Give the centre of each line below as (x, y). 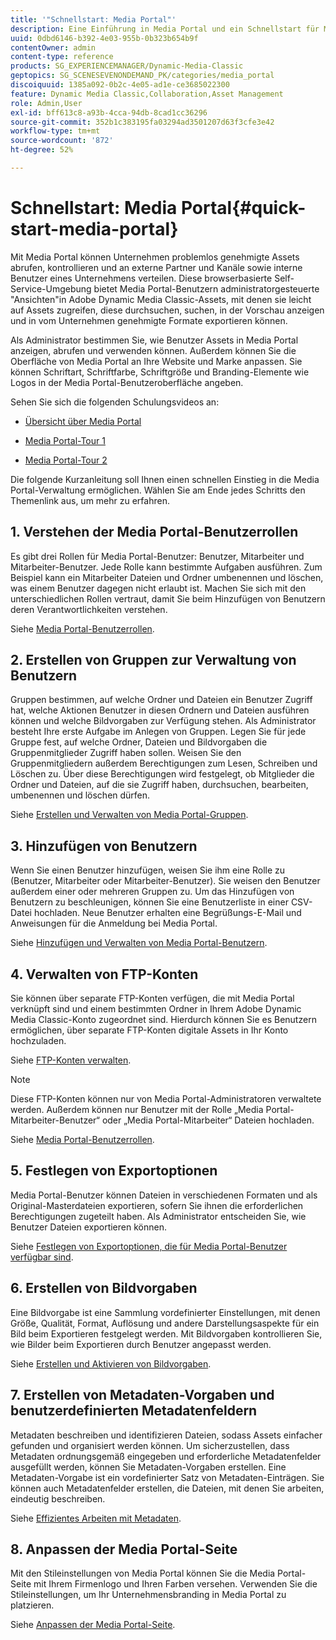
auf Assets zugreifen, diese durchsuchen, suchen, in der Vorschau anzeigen (167, 310)
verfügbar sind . (42, 1257)
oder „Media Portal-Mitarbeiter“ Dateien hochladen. (208, 1120)
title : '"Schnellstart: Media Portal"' (93, 19)
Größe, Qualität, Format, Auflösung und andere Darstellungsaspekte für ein (165, 1323)
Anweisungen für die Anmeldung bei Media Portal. (114, 923)
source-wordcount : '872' (62, 141)
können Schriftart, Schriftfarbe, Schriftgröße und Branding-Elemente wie (160, 372)
